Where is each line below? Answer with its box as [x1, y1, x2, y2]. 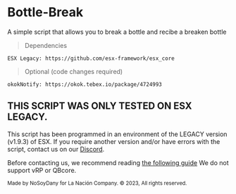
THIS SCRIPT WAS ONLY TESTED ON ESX [7, 100, 192, 112]
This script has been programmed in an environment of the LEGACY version [7, 130, 228, 138]
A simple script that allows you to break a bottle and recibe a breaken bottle [7, 28, 227, 36]
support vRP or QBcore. [7, 166, 77, 174]
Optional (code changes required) [24, 67, 123, 75]
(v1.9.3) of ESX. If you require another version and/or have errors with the [7, 137, 221, 145]
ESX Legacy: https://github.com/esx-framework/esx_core [7, 54, 175, 62]
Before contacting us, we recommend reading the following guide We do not [7, 158, 229, 166]
